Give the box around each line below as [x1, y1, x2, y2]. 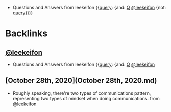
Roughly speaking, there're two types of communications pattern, [12, 89, 151, 96]
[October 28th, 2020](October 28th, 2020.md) [5, 76, 157, 85]
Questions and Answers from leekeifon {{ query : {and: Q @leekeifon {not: [12, 5, 166, 10]
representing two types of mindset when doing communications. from [12, 95, 160, 101]
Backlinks [5, 28, 48, 39]
